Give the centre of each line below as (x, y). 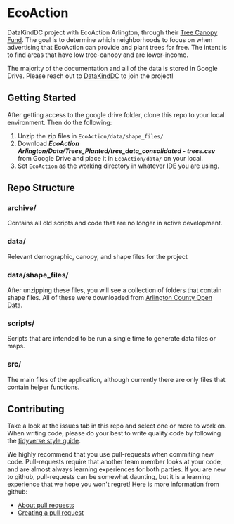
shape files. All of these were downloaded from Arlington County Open (110, 298)
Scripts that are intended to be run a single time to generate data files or (112, 339)
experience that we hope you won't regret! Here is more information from (113, 484)
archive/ (22, 208)
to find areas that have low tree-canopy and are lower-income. (98, 55)
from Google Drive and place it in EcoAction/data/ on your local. (110, 158)
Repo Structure (41, 188)
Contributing (36, 409)
